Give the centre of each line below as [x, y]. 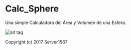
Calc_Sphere [32, 9]
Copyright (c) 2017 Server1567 [36, 42]
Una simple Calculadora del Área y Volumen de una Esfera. [65, 22]
